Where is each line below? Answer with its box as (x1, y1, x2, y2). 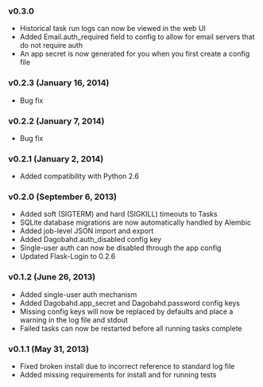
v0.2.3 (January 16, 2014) (8, 77, 110, 88)
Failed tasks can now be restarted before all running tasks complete (19, 323, 242, 333)
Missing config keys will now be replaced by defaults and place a (19, 307, 234, 316)
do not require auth (19, 41, 83, 50)
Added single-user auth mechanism (19, 289, 137, 299)
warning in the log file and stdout (19, 315, 129, 324)
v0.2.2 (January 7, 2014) (8, 115, 105, 127)
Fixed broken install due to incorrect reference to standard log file (19, 362, 235, 371)
